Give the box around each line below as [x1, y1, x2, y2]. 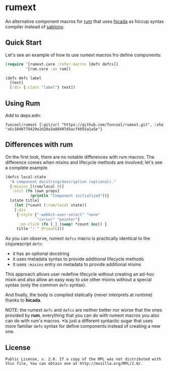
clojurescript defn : [5, 241, 43, 247]
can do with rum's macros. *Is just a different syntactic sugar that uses [5, 318, 153, 324]
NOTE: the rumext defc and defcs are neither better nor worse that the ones [5, 307, 162, 313]
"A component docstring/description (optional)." [10, 179, 116, 184]
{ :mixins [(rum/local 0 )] [10, 184, 65, 189]
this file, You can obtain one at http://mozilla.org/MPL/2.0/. [5, 361, 143, 366]
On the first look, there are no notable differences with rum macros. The [5, 154, 155, 160]
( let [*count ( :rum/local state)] [14, 203, 87, 208]
